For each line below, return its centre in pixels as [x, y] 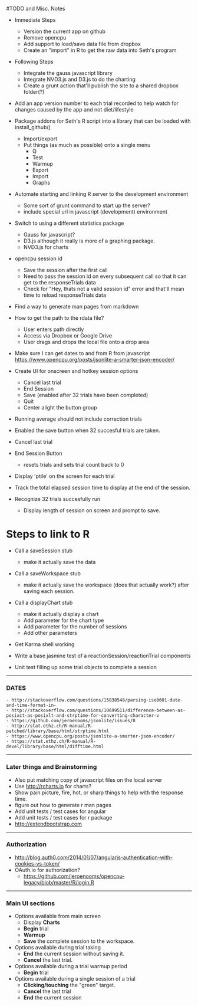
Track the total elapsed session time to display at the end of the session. [102, 487]
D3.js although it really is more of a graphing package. [89, 241]
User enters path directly [54, 329]
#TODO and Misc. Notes [36, 9]
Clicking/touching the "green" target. [70, 985]
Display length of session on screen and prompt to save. [92, 510]
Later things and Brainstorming [52, 767]
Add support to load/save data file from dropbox [82, 44]
